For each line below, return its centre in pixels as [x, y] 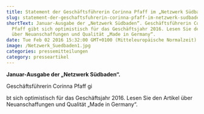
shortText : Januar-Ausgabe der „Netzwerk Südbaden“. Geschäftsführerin [99, 23]
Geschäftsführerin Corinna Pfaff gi [49, 86]
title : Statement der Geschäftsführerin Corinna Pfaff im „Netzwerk [95, 12]
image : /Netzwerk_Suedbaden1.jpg [49, 46]
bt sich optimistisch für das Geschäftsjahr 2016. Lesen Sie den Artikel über [100, 98]
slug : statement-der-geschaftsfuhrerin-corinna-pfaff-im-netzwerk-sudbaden [104, 18]
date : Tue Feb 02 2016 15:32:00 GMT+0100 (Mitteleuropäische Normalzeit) [102, 40]
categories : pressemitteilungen [47, 52]
